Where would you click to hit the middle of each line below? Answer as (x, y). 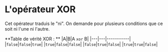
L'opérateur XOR (40, 9)
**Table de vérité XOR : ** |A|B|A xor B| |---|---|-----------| (68, 39)
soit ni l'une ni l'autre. (27, 29)
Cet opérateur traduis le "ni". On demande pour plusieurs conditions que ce (84, 23)
